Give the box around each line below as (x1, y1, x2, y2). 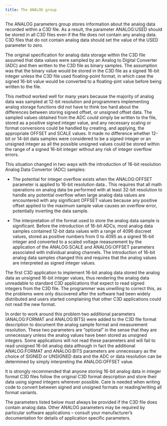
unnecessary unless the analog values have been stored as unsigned (5, 332, 147, 338)
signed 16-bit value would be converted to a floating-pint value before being (5, 78, 162, 84)
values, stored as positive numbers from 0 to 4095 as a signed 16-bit (12, 233, 155, 239)
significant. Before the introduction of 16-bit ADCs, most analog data (12, 223, 153, 229)
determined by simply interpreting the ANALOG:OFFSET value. (5, 358, 134, 364)
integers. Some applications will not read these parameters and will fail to (5, 337, 156, 343)
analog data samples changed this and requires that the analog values (12, 255, 157, 261)
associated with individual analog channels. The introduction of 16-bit (12, 249, 156, 255)
